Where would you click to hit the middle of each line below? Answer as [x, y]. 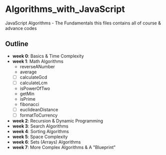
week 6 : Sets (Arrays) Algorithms [47, 142]
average [28, 72]
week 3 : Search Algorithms [40, 126]
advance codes [21, 28]
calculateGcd [33, 77]
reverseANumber [37, 66]
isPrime [28, 99]
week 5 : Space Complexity [40, 137]
